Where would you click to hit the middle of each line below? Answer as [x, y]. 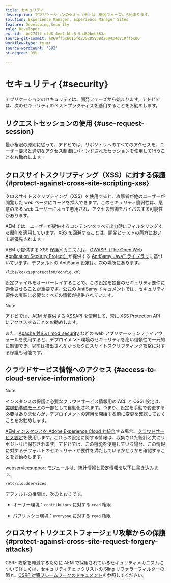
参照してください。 [127, 575]
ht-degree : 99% [21, 53]
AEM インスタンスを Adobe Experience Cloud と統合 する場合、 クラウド [81, 431]
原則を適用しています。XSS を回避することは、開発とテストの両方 [79, 232]
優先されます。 [30, 239]
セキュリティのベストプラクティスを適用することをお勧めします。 [92, 106]
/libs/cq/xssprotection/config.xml [43, 272]
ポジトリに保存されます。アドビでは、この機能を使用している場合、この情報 [85, 444]
